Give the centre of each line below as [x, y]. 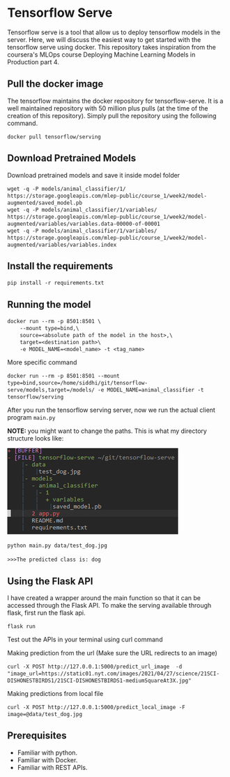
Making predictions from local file [55, 693]
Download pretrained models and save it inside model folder [93, 175]
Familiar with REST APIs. [52, 767]
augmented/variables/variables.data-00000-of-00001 [84, 224]
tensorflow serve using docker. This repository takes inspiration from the [112, 47]
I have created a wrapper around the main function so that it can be [104, 598]
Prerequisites [37, 736]
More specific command [42, 362]
